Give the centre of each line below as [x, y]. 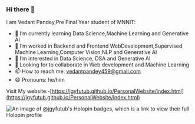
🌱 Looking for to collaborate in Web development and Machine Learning [102, 65]
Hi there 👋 [21, 9]
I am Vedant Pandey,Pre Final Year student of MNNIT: [71, 22]
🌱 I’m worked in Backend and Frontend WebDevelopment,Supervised [98, 46]
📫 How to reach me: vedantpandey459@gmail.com [78, 71]
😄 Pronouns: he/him [39, 80]
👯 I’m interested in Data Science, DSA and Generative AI [82, 59]
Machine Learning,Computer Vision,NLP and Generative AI [86, 52]
